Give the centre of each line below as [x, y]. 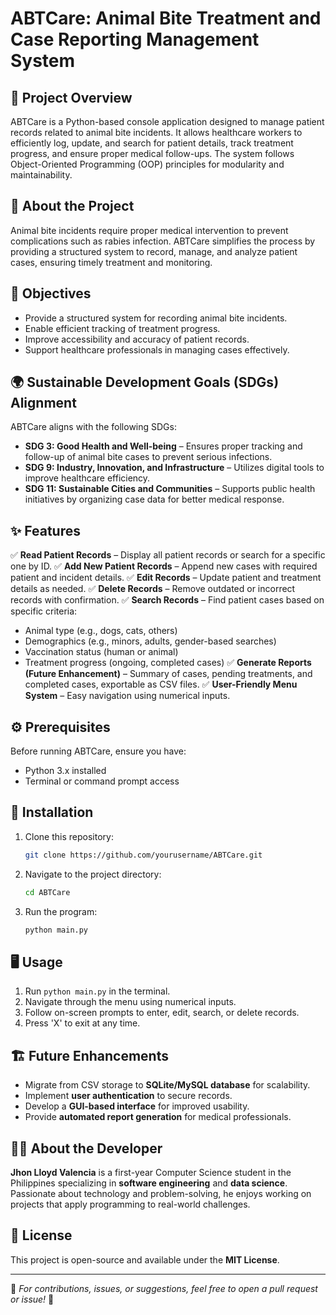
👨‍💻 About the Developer [86, 1148]
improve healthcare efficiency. [87, 478]
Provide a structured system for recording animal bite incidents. [156, 318]
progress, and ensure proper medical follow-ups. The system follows [152, 153]
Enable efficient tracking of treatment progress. [122, 328]
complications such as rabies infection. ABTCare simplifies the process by [163, 241]
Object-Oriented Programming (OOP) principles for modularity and [147, 164]
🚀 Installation [52, 812]
